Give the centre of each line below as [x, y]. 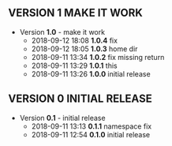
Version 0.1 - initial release [62, 118]
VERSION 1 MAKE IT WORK [76, 13]
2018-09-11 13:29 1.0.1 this [74, 66]
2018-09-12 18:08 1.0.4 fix [75, 40]
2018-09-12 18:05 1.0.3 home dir [84, 49]
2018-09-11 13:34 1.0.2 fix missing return [98, 57]
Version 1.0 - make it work [62, 32]
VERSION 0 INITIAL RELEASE [80, 99]
